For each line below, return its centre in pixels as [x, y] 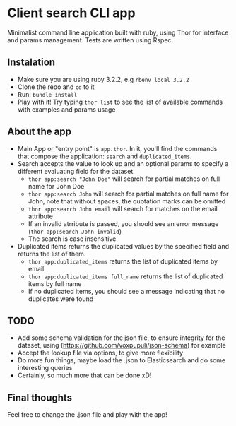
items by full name [55, 283]
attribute [40, 216]
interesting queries [45, 368]
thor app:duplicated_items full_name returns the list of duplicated [125, 276]
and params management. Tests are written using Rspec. [90, 40]
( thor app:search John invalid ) [75, 231]
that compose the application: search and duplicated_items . [105, 156]
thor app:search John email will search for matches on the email [123, 208]
